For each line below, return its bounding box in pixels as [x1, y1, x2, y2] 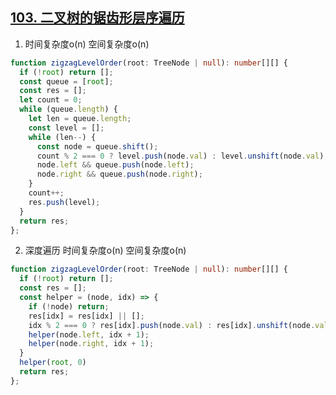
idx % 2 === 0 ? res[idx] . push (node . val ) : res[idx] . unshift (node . [28, 320, 316, 330]
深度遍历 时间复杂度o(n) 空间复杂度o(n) [24, 244, 187, 257]
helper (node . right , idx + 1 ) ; [28, 339, 155, 349]
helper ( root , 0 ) [19, 358, 87, 368]
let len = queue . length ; [28, 114, 132, 124]
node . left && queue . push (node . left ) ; [36, 160, 195, 170]
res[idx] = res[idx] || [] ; [28, 311, 145, 321]
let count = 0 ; [19, 95, 83, 105]
